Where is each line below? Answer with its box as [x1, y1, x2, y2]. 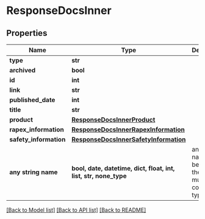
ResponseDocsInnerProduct [71, 116, 156, 123]
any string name [9, 168, 58, 176]
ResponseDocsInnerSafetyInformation [71, 135, 186, 144]
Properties [6, 28, 48, 38]
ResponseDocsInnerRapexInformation [71, 125, 185, 134]
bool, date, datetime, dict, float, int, [71, 164, 175, 172]
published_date [9, 96, 56, 104]
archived [9, 66, 36, 74]
